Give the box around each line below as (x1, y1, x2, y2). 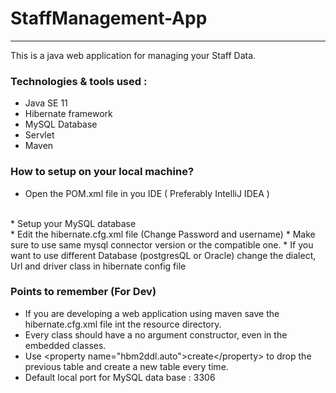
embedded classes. (24, 339, 107, 351)
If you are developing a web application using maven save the (24, 307, 280, 319)
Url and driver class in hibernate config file (10, 260, 187, 272)
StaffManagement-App (10, 7, 208, 30)
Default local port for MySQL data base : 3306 (24, 371, 216, 383)
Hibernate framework (24, 108, 113, 120)
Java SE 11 (24, 97, 68, 109)
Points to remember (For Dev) (10, 285, 157, 299)
